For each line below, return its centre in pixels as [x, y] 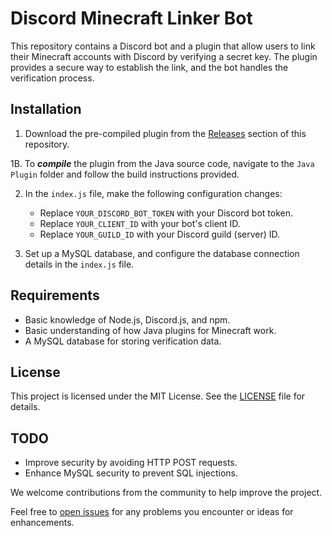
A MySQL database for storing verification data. [123, 341]
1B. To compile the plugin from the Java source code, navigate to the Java [162, 163]
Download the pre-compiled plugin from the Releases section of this [165, 133]
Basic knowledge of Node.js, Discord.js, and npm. [127, 319]
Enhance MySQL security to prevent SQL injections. [131, 473]
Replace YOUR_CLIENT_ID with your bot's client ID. [140, 223]
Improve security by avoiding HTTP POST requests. [131, 463]
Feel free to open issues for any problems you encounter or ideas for [152, 512]
